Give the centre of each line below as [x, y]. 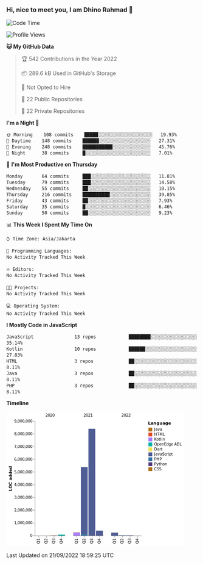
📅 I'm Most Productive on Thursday [52, 165]
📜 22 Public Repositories [52, 99]
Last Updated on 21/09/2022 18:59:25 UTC [60, 555]
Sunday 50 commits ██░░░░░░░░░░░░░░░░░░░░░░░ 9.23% [89, 213]
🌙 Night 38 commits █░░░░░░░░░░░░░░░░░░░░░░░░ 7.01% [89, 153]
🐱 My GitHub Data [30, 47]
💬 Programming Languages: [39, 251]
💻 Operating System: [33, 306]
